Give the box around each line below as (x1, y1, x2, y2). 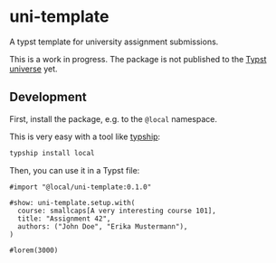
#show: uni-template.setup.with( (9, 198, 136, 207)
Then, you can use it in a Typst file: (9, 164, 140, 175)
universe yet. (9, 63, 58, 74)
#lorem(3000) (9, 246, 59, 255)
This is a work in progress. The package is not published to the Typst (9, 53, 267, 64)
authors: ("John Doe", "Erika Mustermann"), (17, 221, 188, 231)
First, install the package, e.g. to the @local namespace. (9, 113, 218, 124)
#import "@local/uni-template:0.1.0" (9, 183, 152, 192)
